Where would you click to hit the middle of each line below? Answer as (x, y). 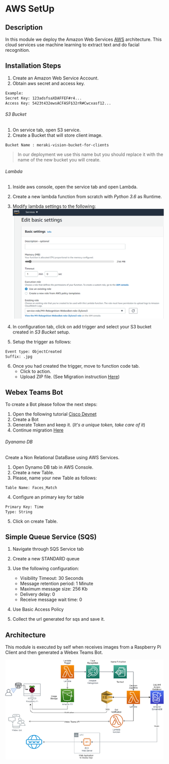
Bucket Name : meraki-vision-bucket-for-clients (57, 145)
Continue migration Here (38, 430)
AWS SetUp (30, 9)
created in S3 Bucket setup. (41, 332)
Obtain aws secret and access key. (49, 83)
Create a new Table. (33, 472)
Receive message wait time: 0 (51, 600)
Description (24, 27)
